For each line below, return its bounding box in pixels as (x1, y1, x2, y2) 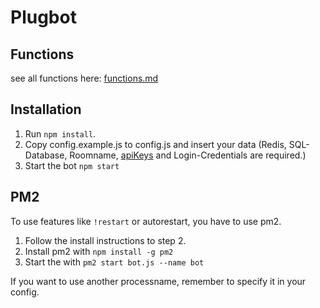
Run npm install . (24, 127, 97, 140)
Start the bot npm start (24, 159, 120, 171)
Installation (10, 101, 82, 118)
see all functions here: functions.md (10, 72, 159, 84)
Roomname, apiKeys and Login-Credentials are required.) (69, 149, 307, 161)
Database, (24, 149, 68, 161)
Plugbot (10, 6, 77, 29)
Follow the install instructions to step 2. (24, 234, 187, 246)
